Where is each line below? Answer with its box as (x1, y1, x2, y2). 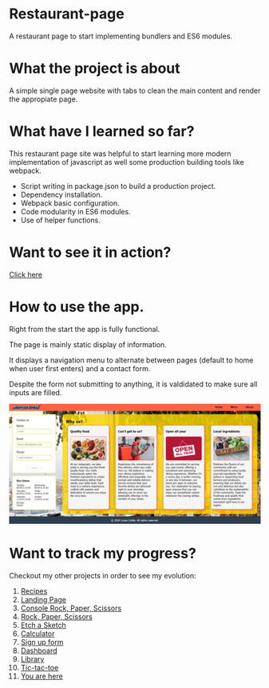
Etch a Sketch (20, 620, 66, 630)
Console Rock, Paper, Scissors (20, 603, 122, 613)
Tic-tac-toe (20, 662, 59, 672)
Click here (9, 270, 43, 279)
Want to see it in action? (9, 243, 172, 261)
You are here (20, 671, 63, 681)
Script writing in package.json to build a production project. (20, 181, 216, 190)
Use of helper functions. (20, 215, 101, 225)
